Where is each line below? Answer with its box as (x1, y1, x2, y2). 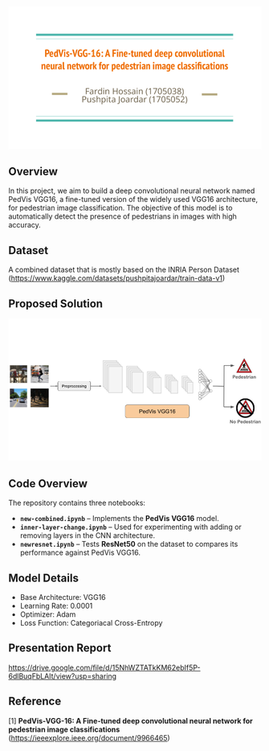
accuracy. (8, 220, 42, 230)
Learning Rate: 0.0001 (19, 601, 93, 611)
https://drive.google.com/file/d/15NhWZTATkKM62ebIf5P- (8, 663, 201, 672)
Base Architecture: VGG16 (19, 593, 106, 602)
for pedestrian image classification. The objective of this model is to (8, 203, 233, 213)
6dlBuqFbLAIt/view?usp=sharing (8, 671, 117, 681)
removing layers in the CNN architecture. (19, 531, 155, 540)
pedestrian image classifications (8, 724, 120, 734)
